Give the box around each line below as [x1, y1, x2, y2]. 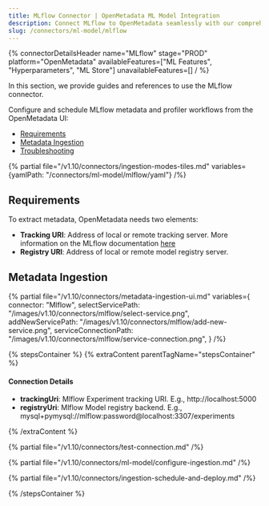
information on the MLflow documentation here [19, 239, 176, 248]
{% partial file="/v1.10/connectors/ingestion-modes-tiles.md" [8, 162, 210, 171]
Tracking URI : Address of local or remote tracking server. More [19, 230, 228, 240]
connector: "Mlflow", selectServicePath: [8, 300, 140, 309]
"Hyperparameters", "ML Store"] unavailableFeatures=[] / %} [8, 66, 210, 75]
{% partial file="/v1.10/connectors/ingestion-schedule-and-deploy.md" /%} [8, 473, 256, 483]
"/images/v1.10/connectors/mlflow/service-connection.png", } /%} [8, 334, 227, 343]
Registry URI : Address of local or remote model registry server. [19, 247, 229, 257]
